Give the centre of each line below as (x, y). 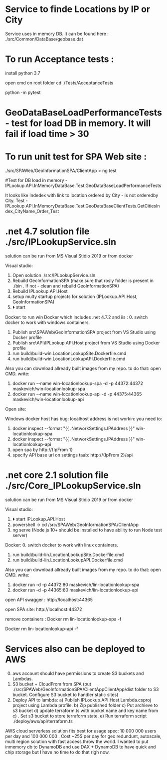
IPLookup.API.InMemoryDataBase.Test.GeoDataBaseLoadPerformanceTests (83, 185)
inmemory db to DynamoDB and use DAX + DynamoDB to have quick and (81, 746)
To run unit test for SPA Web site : (76, 157)
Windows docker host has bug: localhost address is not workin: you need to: (84, 418)
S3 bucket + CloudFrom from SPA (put (52, 684)
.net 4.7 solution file (47, 231)
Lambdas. (23, 678)
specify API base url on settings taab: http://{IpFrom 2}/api (73, 455)
